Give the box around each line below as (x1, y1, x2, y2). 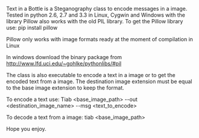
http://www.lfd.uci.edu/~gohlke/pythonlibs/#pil (6, 60, 121, 67)
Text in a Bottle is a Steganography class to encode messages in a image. (6, 5, 188, 12)
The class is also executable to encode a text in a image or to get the (6, 72, 176, 78)
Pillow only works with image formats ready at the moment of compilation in (6, 36, 193, 42)
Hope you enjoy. (6, 125, 47, 132)
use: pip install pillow (6, 24, 58, 31)
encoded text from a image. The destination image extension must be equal (6, 78, 192, 85)
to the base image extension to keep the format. (6, 84, 124, 91)
